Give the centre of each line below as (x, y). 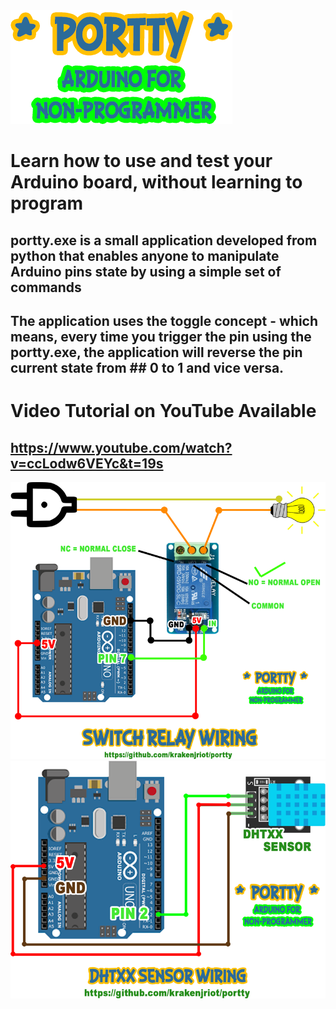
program (47, 203)
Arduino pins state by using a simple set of (146, 271)
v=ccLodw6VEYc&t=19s (87, 463)
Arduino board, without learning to (156, 182)
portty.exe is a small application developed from (164, 240)
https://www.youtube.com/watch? (121, 447)
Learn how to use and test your (141, 161)
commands (46, 287)
